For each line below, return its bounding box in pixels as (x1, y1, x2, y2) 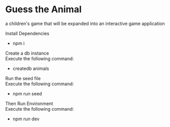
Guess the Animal (5, 4, 82, 15)
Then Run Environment (5, 100, 53, 107)
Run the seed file (5, 75, 41, 81)
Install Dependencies (5, 30, 49, 36)
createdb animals (12, 65, 49, 71)
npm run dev (12, 116, 40, 122)
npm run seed (12, 90, 42, 96)
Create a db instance (5, 50, 49, 56)
